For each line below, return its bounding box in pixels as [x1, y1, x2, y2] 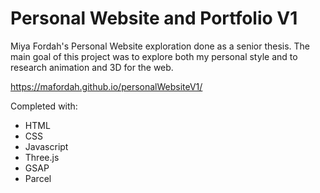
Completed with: [10, 100, 78, 112]
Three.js [24, 151, 60, 163]
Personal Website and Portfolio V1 [10, 7, 298, 30]
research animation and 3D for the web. [10, 61, 174, 73]
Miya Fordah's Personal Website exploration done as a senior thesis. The [10, 40, 311, 52]
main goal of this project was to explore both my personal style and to [10, 50, 298, 62]
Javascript [24, 140, 69, 152]
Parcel [24, 172, 52, 184]
